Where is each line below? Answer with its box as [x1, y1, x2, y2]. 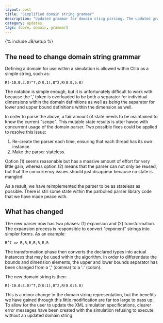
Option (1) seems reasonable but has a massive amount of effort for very [5, 158, 150, 164]
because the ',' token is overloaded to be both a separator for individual [5, 93, 147, 100]
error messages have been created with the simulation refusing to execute [5, 307, 154, 313]
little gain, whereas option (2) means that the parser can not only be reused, [5, 163, 157, 169]
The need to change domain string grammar [5, 53, 141, 61]
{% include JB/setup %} [5, 38, 53, 44]
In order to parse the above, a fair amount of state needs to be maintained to [5, 113, 158, 119]
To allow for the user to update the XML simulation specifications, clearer [5, 302, 151, 308]
